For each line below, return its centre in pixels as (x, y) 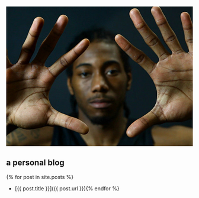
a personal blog (36, 163)
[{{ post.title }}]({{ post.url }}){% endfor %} (67, 188)
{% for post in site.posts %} (40, 177)
